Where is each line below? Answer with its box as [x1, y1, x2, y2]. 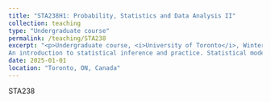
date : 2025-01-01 [8, 57, 67, 65]
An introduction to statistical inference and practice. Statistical [8, 49, 248, 57]
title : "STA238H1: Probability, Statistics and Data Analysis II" [8, 11, 236, 20]
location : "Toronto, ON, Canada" [8, 64, 121, 72]
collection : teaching [8, 19, 81, 27]
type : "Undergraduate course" [8, 27, 110, 35]
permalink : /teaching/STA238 [8, 34, 106, 43]
